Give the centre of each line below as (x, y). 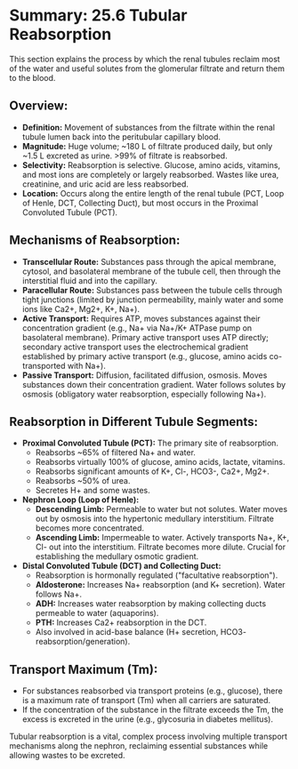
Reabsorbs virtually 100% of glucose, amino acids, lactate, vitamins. (160, 462)
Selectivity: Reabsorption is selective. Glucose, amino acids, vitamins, (151, 164)
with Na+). (87, 365)
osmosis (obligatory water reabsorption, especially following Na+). (144, 394)
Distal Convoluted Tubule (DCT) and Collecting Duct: (121, 566)
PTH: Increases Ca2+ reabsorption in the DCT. (121, 622)
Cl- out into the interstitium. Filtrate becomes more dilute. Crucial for (161, 547)
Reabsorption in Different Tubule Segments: (133, 422)
